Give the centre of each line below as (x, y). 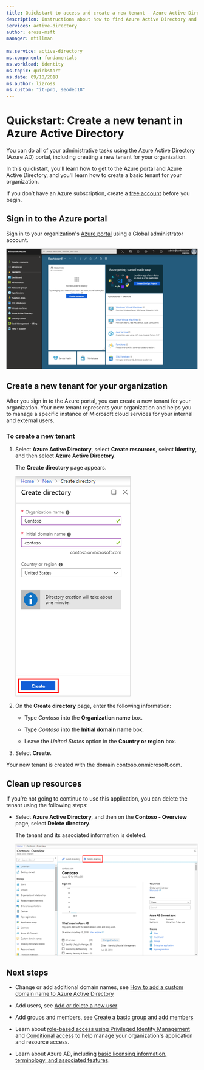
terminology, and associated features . (63, 1060)
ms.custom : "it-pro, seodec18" (46, 90)
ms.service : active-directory (45, 52)
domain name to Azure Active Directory (64, 994)
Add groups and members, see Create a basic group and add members (104, 1017)
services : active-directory (42, 26)
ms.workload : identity (35, 64)
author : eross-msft (31, 32)
